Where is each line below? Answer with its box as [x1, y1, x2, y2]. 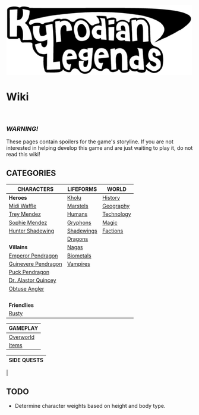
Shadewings [67, 227, 97, 234]
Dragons [67, 235, 89, 243]
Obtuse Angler [8, 285, 45, 292]
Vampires [67, 260, 90, 267]
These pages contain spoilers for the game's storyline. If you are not [6, 138, 173, 145]
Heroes [8, 194, 27, 201]
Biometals [67, 252, 91, 259]
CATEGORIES [6, 168, 56, 178]
